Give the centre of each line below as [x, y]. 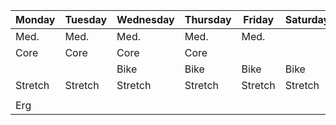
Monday [35, 19]
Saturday [307, 19]
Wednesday [145, 19]
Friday [259, 19]
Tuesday [86, 19]
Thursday [208, 19]
